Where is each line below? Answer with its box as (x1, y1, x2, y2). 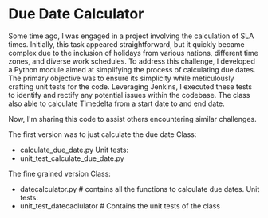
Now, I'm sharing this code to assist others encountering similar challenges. (8, 114, 257, 123)
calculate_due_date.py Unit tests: (19, 145, 129, 154)
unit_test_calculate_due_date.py (19, 153, 125, 163)
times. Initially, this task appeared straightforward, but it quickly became (8, 39, 245, 49)
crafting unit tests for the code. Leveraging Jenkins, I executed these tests (8, 81, 253, 91)
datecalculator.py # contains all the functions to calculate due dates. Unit (19, 184, 260, 193)
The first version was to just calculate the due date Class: (8, 129, 197, 139)
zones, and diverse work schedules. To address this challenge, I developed (8, 56, 255, 66)
